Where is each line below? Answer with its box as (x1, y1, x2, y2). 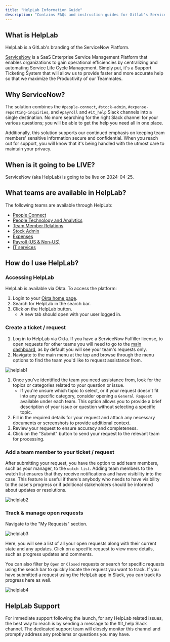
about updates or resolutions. (5, 487, 67, 493)
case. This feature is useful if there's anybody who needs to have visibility (5, 476, 160, 483)
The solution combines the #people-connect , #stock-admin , (5, 104, 127, 110)
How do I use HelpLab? (5, 259, 79, 267)
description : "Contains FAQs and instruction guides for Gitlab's (5, 12, 148, 17)
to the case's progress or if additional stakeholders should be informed (5, 481, 153, 488)
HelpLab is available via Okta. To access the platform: (5, 286, 117, 292)
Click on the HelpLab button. (12, 306, 72, 312)
